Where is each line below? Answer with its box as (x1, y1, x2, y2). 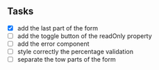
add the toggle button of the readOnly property (17, 31, 153, 40)
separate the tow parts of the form (17, 55, 116, 64)
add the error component (17, 40, 90, 48)
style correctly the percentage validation (17, 48, 134, 55)
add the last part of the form (17, 24, 99, 32)
